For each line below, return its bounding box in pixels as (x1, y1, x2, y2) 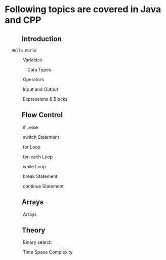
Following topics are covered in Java (5, 4, 161, 15)
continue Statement (23, 183, 64, 189)
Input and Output (23, 86, 59, 92)
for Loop (23, 143, 41, 150)
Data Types (27, 67, 52, 72)
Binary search (23, 239, 52, 245)
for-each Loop (23, 154, 53, 160)
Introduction (21, 34, 62, 43)
